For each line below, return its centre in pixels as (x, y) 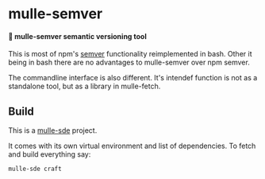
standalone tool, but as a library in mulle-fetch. (84, 86)
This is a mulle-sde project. (53, 130)
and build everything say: (50, 154)
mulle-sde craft (35, 169)
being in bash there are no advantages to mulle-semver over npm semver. (129, 62)
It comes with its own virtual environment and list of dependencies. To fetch (132, 146)
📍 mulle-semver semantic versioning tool (77, 36)
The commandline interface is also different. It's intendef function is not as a (133, 78)
